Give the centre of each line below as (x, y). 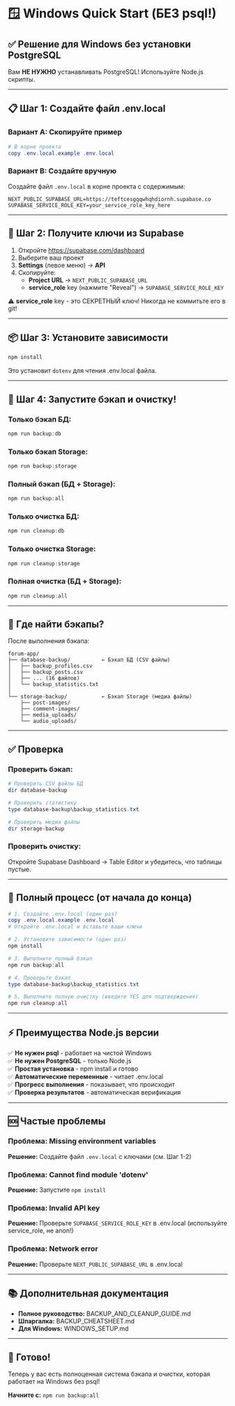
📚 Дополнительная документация (89, 1293)
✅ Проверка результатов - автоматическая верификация (94, 1092)
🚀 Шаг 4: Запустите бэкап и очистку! (92, 399)
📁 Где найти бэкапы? (56, 625)
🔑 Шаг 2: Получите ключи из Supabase (96, 233)
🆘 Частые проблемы (57, 1122)
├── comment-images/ (50, 709)
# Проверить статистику (43, 803)
